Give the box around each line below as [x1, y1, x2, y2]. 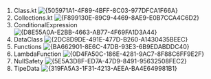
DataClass [13, 35, 43, 44]
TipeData [13, 65, 40, 72]
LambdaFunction [13, 50, 62, 58]
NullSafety [13, 57, 43, 65]
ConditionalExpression [13, 21, 78, 29]
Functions [13, 43, 43, 50]
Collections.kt [13, 14, 53, 22]
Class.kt [13, 7, 37, 14]
